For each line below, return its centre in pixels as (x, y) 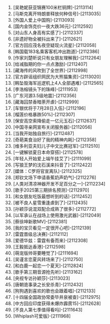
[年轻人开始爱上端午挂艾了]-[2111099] (52, 158)
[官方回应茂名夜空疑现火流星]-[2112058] (54, 45)
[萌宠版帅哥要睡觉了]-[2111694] (45, 253)
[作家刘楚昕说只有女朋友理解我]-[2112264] (57, 58)
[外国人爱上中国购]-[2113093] (44, 20)
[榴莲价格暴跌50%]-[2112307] (44, 114)
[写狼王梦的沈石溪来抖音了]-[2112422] (52, 165)
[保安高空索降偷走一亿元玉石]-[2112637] (54, 121)
